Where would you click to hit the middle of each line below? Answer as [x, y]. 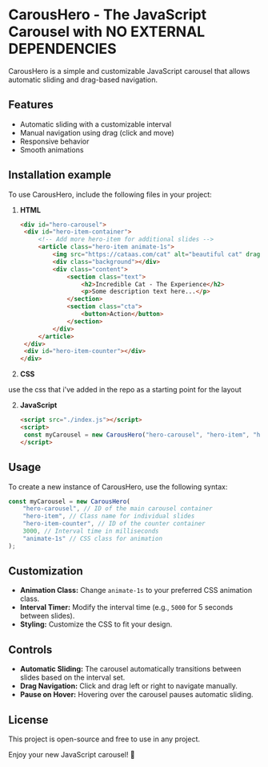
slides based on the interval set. [72, 678]
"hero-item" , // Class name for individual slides [109, 516]
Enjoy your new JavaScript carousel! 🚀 [72, 755]
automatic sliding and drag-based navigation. [83, 79]
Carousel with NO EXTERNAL [107, 32]
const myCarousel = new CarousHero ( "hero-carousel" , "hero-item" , [137, 435]
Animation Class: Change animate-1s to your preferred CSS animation [136, 590]
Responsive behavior [54, 141]
